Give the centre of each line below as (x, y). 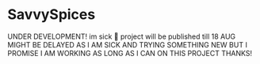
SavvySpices (52, 15)
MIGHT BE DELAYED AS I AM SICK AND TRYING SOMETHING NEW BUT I (127, 44)
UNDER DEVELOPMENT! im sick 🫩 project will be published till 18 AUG (122, 36)
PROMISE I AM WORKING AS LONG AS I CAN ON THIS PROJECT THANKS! (130, 53)
